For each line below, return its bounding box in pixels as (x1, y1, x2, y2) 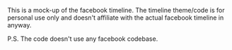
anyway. (7, 21, 32, 29)
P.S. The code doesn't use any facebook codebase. (7, 35, 158, 43)
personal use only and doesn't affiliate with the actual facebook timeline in (7, 13, 224, 22)
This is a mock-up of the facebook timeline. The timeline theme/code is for (7, 6, 225, 14)
